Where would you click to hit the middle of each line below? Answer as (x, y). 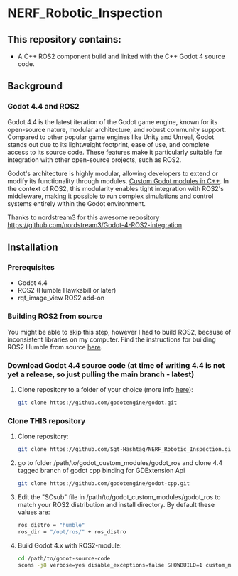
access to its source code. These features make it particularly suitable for (115, 152)
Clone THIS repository (47, 420)
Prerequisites (31, 267)
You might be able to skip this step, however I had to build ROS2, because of (119, 332)
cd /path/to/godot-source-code (64, 558)
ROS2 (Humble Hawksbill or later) (67, 290)
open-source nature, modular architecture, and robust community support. (117, 129)
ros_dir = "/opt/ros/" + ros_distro (72, 532)
